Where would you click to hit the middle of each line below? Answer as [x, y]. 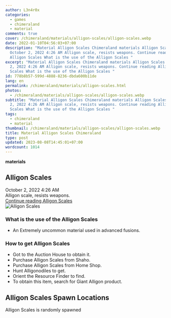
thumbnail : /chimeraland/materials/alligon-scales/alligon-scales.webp [83, 128]
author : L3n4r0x [22, 10]
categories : [18, 15]
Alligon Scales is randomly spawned [43, 310]
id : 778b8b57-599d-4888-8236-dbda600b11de [51, 76]
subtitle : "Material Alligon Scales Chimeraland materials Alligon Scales [86, 100]
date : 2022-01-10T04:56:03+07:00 [41, 43]
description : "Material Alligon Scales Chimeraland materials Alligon [82, 48]
